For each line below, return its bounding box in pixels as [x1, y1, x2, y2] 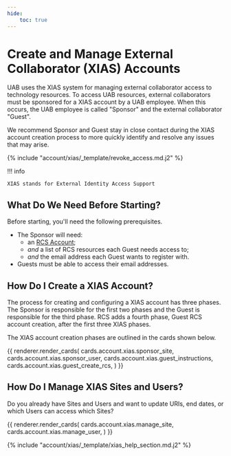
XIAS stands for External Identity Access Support [7, 180, 155, 188]
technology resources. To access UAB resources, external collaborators [7, 91, 211, 99]
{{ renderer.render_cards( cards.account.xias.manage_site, [7, 420, 174, 428]
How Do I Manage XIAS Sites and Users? [7, 381, 184, 393]
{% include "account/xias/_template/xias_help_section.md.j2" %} [7, 441, 191, 449]
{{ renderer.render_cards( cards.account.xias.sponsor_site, [7, 347, 174, 355]
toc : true [19, 17, 48, 23]
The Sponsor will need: [16, 231, 83, 239]
